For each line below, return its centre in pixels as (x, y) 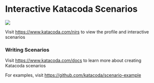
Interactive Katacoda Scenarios (71, 9)
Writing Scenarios (27, 50)
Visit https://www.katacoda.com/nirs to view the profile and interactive (77, 32)
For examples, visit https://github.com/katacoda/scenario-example (73, 75)
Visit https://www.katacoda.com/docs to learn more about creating (73, 60)
